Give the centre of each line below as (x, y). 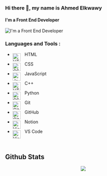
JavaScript (36, 74)
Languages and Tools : (33, 44)
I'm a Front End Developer (32, 20)
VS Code (34, 132)
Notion (31, 122)
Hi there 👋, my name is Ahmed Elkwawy (54, 8)
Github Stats (25, 157)
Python (32, 93)
